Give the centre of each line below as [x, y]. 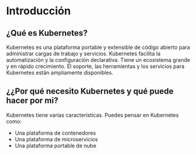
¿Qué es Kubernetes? [47, 33]
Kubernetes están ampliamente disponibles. [60, 72]
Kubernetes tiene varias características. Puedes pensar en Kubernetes [93, 115]
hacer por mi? [32, 100]
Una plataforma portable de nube [56, 145]
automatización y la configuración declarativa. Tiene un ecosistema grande [98, 60]
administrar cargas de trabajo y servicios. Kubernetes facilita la [83, 54]
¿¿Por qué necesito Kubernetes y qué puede [90, 92]
